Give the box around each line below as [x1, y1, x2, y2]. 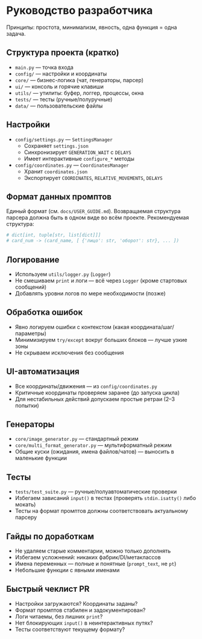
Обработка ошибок [6, 307, 83, 318]
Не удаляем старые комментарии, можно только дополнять [14, 547, 171, 554]
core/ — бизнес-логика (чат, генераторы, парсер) [14, 76, 144, 83]
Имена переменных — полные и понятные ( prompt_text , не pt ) [14, 560, 177, 567]
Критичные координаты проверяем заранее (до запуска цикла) [14, 389, 180, 396]
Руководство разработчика [6, 4, 153, 18]
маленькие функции [14, 454, 68, 462]
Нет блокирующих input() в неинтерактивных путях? [14, 619, 153, 626]
